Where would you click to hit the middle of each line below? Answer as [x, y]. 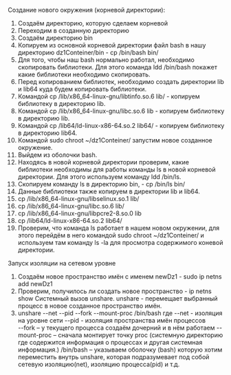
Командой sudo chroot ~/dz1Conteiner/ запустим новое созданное [115, 140]
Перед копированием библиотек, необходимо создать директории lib [121, 82]
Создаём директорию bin [55, 38]
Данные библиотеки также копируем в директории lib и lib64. [109, 191]
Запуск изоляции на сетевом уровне [62, 263]
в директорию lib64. [47, 133]
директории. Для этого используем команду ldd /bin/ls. [99, 177]
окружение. [35, 148]
